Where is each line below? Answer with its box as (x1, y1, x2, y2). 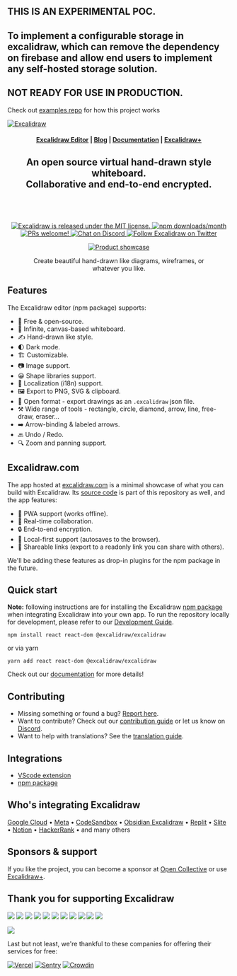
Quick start (7, 584, 58, 596)
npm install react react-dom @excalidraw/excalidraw (7, 632, 166, 639)
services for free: (7, 947, 58, 955)
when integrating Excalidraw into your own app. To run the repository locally (7, 610, 230, 619)
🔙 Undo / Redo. (17, 430, 64, 438)
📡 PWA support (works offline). (17, 509, 108, 518)
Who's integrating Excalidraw (7, 799, 141, 811)
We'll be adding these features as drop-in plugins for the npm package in (7, 556, 221, 564)
